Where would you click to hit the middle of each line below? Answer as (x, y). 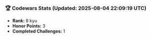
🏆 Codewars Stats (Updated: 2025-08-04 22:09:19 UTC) (76, 8)
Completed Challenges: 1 (39, 31)
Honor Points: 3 (29, 26)
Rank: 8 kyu (25, 21)
